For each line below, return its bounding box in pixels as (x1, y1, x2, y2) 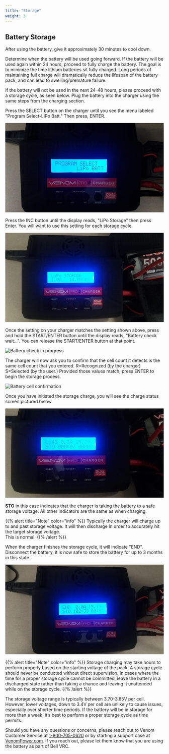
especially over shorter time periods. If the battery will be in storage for (5, 707, 153, 713)
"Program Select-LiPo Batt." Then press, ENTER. (5, 113, 106, 119)
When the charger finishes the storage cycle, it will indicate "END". (5, 544, 143, 550)
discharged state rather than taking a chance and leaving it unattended (5, 680, 152, 686)
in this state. (5, 555, 31, 561)
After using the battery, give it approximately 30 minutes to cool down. (5, 46, 151, 52)
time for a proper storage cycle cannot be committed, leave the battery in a (5, 675, 161, 681)
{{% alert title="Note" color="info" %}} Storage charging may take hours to (5, 659, 161, 665)
